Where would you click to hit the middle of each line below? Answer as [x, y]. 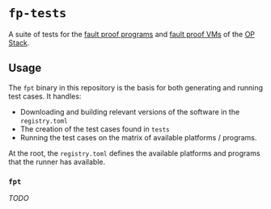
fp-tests [38, 13]
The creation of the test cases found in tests [95, 129]
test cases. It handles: [45, 96]
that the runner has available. [57, 161]
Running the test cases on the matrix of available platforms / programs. [138, 137]
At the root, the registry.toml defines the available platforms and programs [134, 153]
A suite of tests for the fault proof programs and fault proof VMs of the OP [132, 34]
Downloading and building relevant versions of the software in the [130, 111]
